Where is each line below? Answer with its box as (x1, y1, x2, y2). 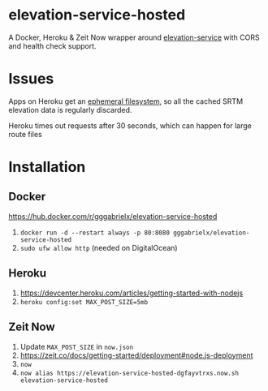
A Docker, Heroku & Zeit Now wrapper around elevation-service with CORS (8, 32, 260, 42)
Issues (8, 70, 54, 88)
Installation (8, 158, 86, 176)
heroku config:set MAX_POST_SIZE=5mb (19, 298, 149, 306)
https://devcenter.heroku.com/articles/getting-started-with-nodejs (19, 288, 244, 298)
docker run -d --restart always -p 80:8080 (19, 229, 171, 237)
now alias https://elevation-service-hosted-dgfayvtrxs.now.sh (19, 369, 240, 377)
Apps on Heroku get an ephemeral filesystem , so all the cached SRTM (8, 96, 244, 106)
